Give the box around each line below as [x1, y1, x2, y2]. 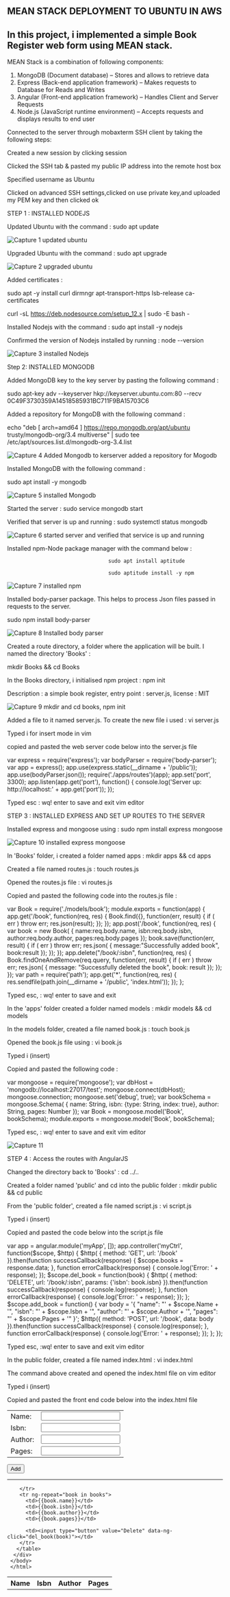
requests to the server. [7, 602, 71, 610]
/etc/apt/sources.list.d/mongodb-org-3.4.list [7, 438, 132, 446]
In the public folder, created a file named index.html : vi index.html [7, 1356, 193, 1364]
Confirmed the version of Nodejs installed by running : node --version [7, 336, 204, 345]
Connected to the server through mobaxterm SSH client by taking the [7, 128, 203, 137]
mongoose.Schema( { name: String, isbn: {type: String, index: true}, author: [7, 1100, 219, 1108]
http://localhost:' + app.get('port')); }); [7, 785, 114, 794]
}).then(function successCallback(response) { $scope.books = [7, 1256, 183, 1265]
